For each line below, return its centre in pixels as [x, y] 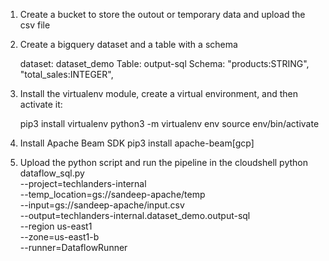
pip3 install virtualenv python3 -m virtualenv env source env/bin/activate [169, 123]
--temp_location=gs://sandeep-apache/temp [112, 194]
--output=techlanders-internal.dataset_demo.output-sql [135, 215]
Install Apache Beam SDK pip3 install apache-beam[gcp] [137, 143]
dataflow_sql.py [52, 173]
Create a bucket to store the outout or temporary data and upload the [162, 14]
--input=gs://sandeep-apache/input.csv [102, 205]
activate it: [41, 104]
